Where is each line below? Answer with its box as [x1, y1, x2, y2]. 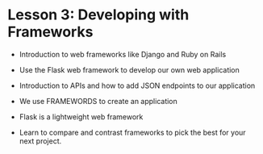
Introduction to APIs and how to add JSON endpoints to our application [19, 81, 256, 90]
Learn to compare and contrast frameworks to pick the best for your [19, 127, 247, 137]
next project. [19, 135, 62, 146]
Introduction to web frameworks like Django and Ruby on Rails [19, 49, 227, 59]
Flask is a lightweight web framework [19, 111, 144, 122]
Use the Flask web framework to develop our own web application [19, 65, 240, 74]
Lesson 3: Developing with [7, 6, 190, 24]
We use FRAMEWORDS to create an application [19, 96, 178, 106]
